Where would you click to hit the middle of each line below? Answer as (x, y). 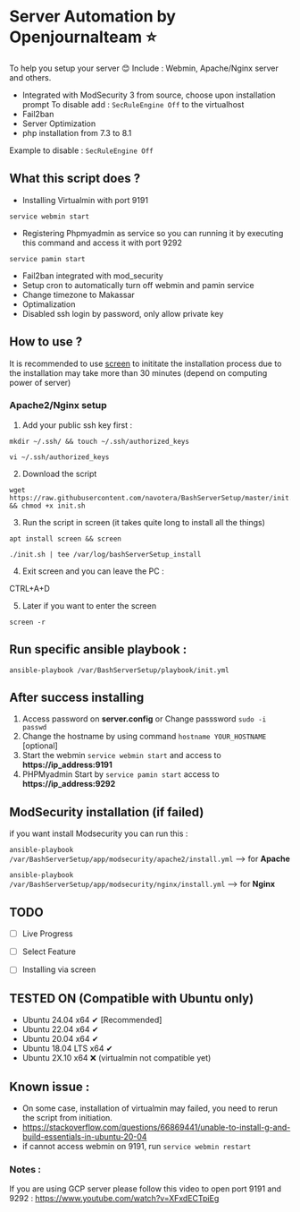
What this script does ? (75, 179)
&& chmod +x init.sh (48, 506)
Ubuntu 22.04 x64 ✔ (60, 1029)
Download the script (59, 474)
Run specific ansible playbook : (98, 649)
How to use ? (46, 342)
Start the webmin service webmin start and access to (121, 755)
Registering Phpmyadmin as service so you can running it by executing (153, 233)
